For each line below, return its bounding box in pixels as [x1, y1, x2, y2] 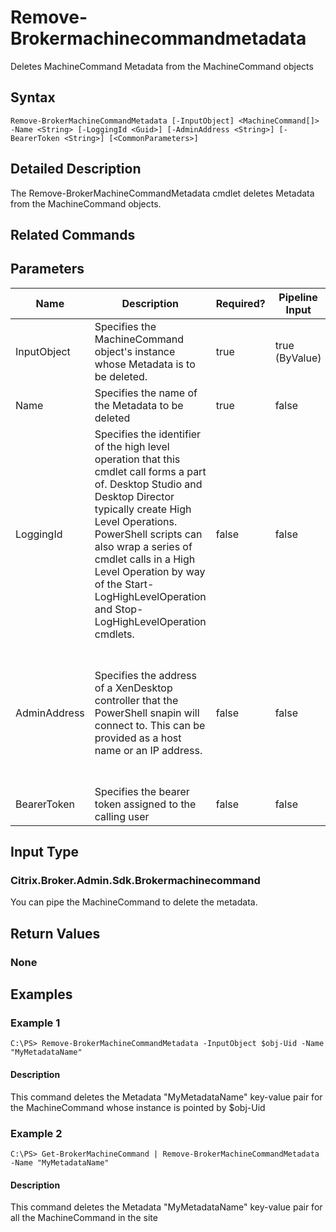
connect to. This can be [94, 718, 206, 732]
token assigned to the [94, 797, 197, 811]
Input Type [10, 844, 80, 861]
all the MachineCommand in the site [10, 1212, 158, 1224]
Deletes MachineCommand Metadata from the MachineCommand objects [10, 60, 314, 72]
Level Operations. [94, 514, 178, 528]
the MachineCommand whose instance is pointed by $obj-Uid [10, 1101, 266, 1113]
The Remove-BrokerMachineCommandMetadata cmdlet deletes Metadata [10, 187, 315, 199]
